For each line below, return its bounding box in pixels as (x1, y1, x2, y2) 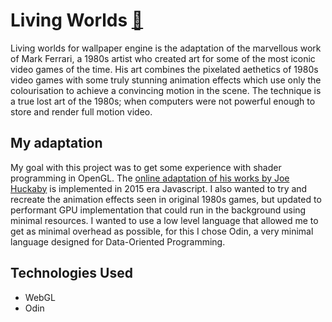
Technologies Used (10, 265, 133, 282)
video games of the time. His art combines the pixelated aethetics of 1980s (10, 63, 319, 75)
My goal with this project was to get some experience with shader (10, 161, 282, 173)
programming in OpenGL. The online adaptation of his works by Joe (10, 172, 290, 184)
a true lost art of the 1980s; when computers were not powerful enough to (10, 95, 316, 107)
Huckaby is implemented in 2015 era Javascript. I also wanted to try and (10, 182, 308, 194)
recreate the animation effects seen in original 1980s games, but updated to (10, 193, 322, 205)
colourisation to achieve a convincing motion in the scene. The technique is (10, 84, 322, 96)
